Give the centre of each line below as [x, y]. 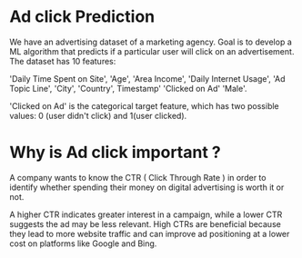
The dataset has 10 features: [63, 61]
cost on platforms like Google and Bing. [83, 243]
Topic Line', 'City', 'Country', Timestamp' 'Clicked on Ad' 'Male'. [128, 88]
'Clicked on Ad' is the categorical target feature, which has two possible [144, 105]
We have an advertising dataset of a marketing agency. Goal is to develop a [151, 42]
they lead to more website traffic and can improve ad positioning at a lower [150, 233]
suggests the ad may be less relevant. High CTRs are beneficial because [146, 223]
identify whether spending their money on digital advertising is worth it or [147, 187]
